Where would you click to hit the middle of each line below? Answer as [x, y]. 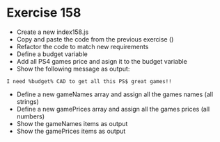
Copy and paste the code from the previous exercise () [95, 39]
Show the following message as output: [73, 69]
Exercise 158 [44, 13]
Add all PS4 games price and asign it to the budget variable [102, 61]
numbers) [31, 116]
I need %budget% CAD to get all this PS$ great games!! [89, 81]
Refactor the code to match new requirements [82, 46]
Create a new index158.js [53, 32]
